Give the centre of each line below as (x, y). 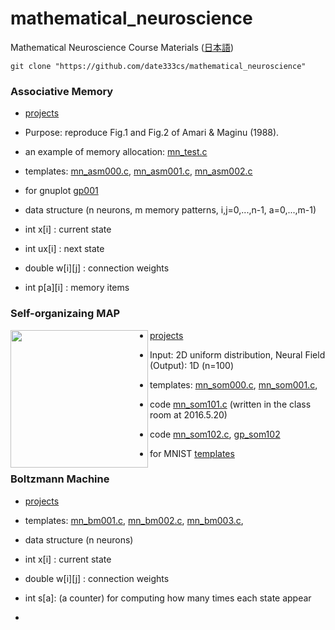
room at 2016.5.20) (188, 414)
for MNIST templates (192, 453)
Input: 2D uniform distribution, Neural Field (237, 354)
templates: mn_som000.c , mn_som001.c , (233, 384)
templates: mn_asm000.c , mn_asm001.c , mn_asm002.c (138, 171)
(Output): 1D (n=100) (192, 365)
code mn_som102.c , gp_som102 (215, 434)
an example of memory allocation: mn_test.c (116, 152)
